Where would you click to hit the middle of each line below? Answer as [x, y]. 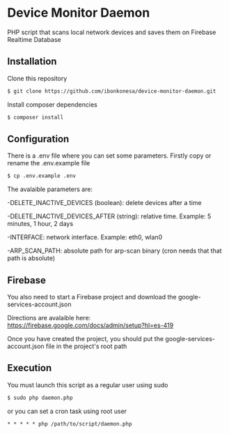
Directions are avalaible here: [49, 318]
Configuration [38, 139]
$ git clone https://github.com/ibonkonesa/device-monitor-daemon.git [112, 91]
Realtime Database [34, 39]
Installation [32, 62]
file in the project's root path [86, 346]
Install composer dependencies [52, 104]
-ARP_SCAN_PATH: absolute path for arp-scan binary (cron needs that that [114, 251]
